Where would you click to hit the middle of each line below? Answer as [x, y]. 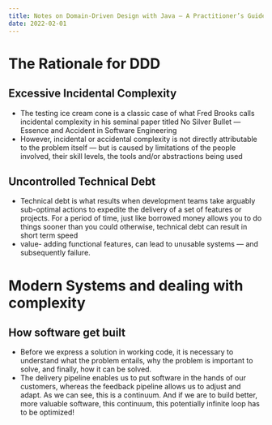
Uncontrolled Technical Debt [82, 181]
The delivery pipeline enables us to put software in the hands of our [133, 378]
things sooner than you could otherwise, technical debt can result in [134, 227]
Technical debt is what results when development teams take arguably [138, 201]
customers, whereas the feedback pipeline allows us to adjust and [130, 387]
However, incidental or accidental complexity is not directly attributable [138, 139]
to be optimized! [47, 412]
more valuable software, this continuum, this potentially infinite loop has [140, 404]
